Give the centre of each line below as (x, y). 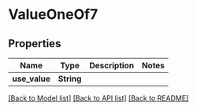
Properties (35, 44)
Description (112, 66)
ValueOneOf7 (53, 15)
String (70, 79)
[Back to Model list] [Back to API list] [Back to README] (98, 98)
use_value (32, 79)
